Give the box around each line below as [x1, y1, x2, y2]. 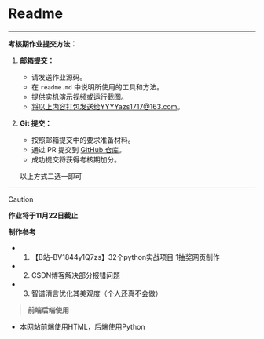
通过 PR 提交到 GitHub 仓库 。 [31, 144, 126, 154]
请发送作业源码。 [31, 72, 87, 82]
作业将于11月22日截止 [8, 210, 79, 220]
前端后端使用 [27, 305, 69, 315]
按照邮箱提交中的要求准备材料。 [31, 135, 135, 144]
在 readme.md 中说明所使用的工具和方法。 [31, 82, 163, 91]
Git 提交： [19, 118, 53, 128]
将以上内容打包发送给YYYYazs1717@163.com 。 [31, 101, 185, 111]
